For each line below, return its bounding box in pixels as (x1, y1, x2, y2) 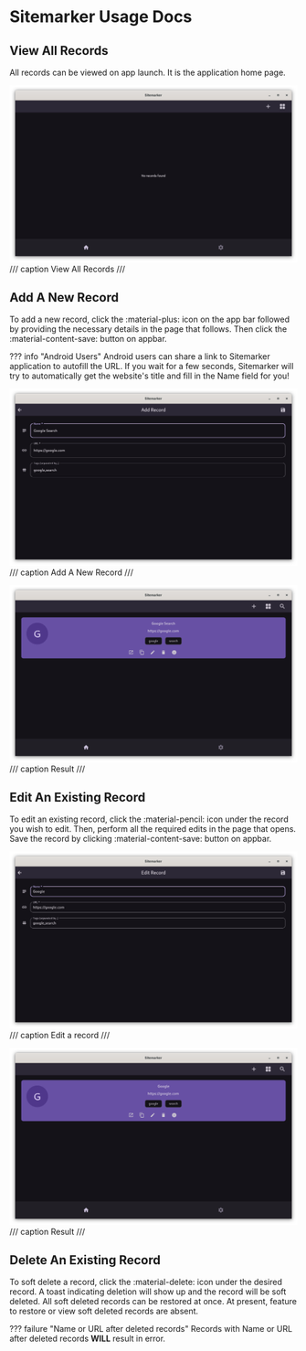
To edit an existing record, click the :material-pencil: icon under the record (9, 814, 290, 824)
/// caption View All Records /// (9, 263, 126, 274)
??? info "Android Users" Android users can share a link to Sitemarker (9, 351, 271, 362)
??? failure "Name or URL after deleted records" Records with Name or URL (9, 1324, 293, 1335)
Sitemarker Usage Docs (9, 6, 193, 27)
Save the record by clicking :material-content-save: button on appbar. (9, 834, 272, 845)
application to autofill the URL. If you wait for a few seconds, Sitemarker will (9, 361, 294, 372)
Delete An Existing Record (9, 1252, 162, 1268)
